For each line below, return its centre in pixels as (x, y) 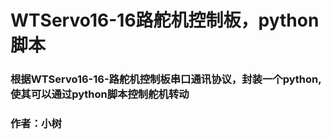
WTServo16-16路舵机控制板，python (165, 20)
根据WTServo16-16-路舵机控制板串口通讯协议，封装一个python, (166, 79)
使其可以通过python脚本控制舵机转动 (100, 94)
